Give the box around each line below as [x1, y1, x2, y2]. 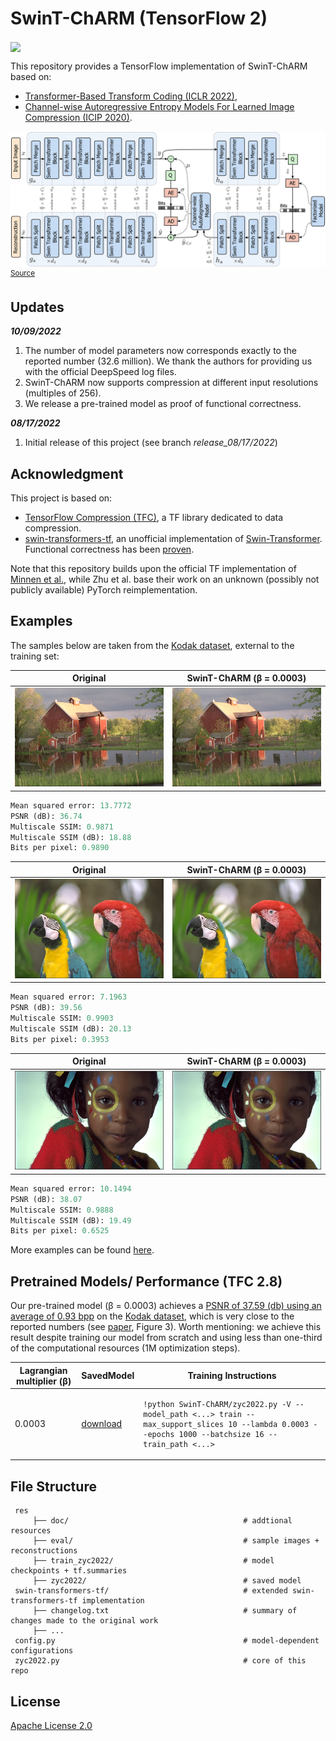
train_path [143, 1439, 188, 1449]
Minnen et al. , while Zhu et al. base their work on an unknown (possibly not [10, 573, 320, 585]
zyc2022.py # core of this [14, 1656, 307, 1666]
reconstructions [10, 1546, 78, 1556]
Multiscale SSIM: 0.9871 [10, 822, 114, 832]
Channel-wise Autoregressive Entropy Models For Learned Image [24, 101, 295, 113]
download [81, 1418, 123, 1430]
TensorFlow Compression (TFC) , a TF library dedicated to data [24, 511, 284, 523]
